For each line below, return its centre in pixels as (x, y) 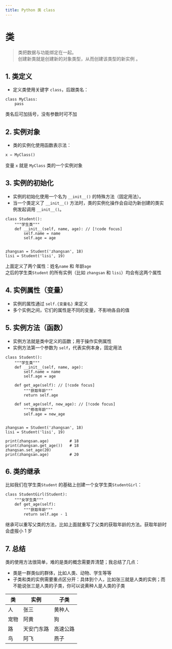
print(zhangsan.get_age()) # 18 (42, 445)
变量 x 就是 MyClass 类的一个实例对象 (44, 165)
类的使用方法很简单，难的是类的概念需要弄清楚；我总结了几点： (72, 562)
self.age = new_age (45, 414)
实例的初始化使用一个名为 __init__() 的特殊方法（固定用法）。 (78, 196)
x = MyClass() (20, 155)
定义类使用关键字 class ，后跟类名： (50, 90)
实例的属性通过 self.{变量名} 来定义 (50, 303)
